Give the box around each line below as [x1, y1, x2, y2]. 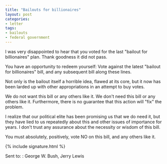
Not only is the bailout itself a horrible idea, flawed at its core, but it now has [5, 78, 161, 84]
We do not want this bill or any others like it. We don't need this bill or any [5, 93, 156, 99]
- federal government [5, 35, 50, 40]
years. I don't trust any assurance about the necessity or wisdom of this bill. [5, 124, 161, 130]
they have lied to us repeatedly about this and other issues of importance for [5, 119, 162, 125]
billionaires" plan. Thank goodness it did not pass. [5, 54, 108, 60]
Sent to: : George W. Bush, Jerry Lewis [5, 153, 84, 159]
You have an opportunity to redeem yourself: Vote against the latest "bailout [5, 63, 161, 70]
